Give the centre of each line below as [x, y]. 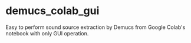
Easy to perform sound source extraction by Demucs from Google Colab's [95, 27]
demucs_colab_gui [52, 11]
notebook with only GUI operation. [47, 33]
